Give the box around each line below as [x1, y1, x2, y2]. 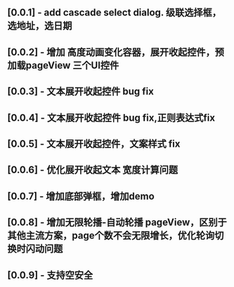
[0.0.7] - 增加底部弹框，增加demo [7, 190, 155, 202]
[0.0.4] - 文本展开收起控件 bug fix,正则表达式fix [7, 111, 216, 123]
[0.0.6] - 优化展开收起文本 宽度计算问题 [7, 164, 178, 176]
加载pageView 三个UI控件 [7, 59, 119, 71]
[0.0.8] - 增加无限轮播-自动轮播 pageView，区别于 [7, 216, 227, 228]
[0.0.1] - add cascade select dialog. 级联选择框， [7, 6, 221, 19]
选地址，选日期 [7, 20, 72, 32]
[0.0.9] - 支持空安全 [7, 269, 93, 281]
